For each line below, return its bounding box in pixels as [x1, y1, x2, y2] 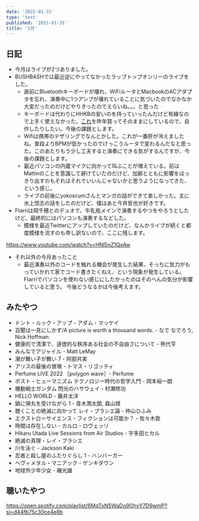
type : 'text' [6, 14, 39, 20]
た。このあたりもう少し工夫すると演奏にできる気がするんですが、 [23, 147, 185, 155]
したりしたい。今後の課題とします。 [29, 125, 118, 133]
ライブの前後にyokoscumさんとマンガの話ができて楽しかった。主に [23, 192, 190, 199]
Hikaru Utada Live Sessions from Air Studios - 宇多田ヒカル [14, 429, 160, 437]
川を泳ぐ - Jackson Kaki [14, 444, 74, 451]
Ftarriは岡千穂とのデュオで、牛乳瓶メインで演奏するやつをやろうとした [14, 207, 189, 214]
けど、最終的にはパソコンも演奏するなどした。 [14, 215, 129, 222]
